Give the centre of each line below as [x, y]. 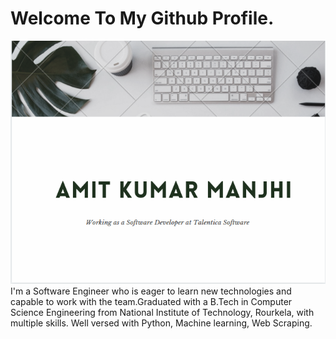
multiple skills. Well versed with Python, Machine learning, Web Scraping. [161, 323]
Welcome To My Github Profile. [142, 18]
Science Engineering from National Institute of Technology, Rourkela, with [162, 312]
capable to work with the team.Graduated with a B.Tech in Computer [151, 301]
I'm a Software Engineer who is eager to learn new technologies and [151, 291]
